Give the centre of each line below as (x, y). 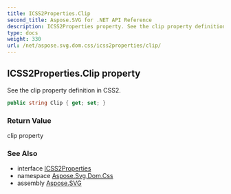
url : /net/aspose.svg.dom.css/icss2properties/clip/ (84, 46)
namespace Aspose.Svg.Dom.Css (65, 176)
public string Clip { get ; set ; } (57, 103)
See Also (22, 153)
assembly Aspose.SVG (49, 183)
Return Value (29, 120)
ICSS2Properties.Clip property (74, 74)
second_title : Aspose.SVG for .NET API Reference (80, 20)
